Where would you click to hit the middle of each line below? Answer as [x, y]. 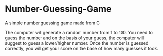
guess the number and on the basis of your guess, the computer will [75, 38]
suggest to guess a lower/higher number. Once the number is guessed [77, 43]
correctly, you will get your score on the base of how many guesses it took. [81, 48]
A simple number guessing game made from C [53, 23]
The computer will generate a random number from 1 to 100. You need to [79, 32]
